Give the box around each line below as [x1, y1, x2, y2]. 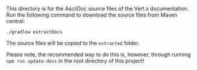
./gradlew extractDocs [6, 29, 63, 35]
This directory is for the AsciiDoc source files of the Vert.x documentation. [6, 5, 189, 12]
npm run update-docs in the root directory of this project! [6, 58, 144, 64]
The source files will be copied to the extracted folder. [6, 40, 140, 46]
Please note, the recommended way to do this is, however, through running [6, 51, 191, 58]
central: [6, 18, 25, 24]
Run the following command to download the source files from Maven [6, 11, 178, 18]
